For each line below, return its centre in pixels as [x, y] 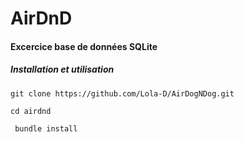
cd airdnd [31, 111]
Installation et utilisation [62, 69]
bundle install [46, 128]
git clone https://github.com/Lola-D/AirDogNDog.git [122, 93]
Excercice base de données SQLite [84, 46]
